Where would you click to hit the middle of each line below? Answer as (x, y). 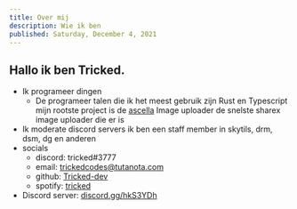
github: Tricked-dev (72, 177)
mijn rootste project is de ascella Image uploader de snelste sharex (158, 110)
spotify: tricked (63, 186)
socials (35, 149)
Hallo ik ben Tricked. (67, 70)
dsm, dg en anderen (59, 139)
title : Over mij (39, 17)
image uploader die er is (80, 120)
